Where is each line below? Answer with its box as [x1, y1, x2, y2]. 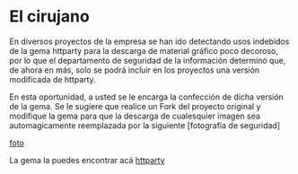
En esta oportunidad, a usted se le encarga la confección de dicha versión [9, 91, 285, 102]
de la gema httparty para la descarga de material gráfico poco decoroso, [9, 45, 278, 56]
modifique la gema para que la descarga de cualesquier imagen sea [9, 110, 260, 121]
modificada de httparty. [9, 74, 96, 84]
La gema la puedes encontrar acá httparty [9, 154, 165, 165]
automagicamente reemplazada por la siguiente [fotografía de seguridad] [9, 119, 281, 131]
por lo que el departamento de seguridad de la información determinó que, [9, 55, 286, 65]
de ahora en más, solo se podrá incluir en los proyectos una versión [9, 65, 260, 75]
